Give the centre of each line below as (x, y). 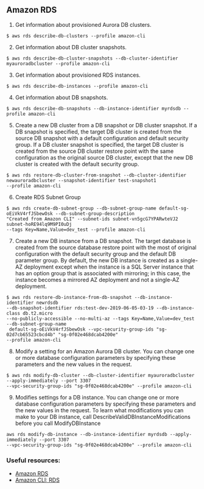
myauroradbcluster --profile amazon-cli (58, 63)
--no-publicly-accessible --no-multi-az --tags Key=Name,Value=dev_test (100, 318)
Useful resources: (33, 460)
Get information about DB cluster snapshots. (71, 47)
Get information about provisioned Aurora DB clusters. (83, 24)
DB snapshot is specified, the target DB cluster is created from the (98, 132)
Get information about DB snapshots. (62, 97)
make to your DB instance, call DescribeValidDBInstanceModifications (103, 417)
